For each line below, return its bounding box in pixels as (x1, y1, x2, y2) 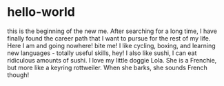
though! (7, 70, 30, 79)
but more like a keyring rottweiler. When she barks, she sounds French (7, 63, 208, 72)
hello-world (7, 4, 76, 20)
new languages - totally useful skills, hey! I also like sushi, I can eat (7, 49, 197, 57)
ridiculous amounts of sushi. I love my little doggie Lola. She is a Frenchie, (7, 56, 217, 64)
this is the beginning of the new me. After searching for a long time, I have (7, 27, 217, 35)
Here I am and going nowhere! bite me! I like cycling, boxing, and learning (7, 41, 216, 50)
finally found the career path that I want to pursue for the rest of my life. (7, 34, 211, 42)
